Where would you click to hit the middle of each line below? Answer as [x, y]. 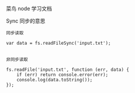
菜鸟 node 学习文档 [29, 8]
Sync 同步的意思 [26, 21]
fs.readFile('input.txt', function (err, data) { [68, 70]
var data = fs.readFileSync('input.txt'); [58, 43]
